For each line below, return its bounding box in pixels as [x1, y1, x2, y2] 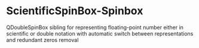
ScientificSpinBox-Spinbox [6, 4, 143, 18]
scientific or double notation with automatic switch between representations [6, 30, 194, 37]
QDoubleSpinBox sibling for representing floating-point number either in [6, 24, 184, 31]
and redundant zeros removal [6, 36, 79, 43]
